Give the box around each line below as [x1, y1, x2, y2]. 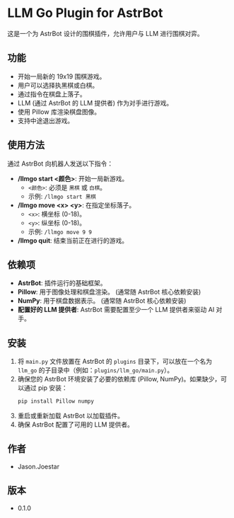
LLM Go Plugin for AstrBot [7, 5, 163, 21]
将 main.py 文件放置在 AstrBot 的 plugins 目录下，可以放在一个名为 [17, 357, 212, 366]
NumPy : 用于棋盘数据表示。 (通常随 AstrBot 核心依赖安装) [17, 297, 187, 305]
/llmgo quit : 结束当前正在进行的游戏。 [17, 236, 129, 245]
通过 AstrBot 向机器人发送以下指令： [7, 159, 114, 168]
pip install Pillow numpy [17, 398, 94, 405]
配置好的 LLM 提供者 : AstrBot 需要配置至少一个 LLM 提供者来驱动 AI [17, 306, 215, 314]
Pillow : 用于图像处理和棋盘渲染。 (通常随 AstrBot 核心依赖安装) [17, 288, 201, 297]
